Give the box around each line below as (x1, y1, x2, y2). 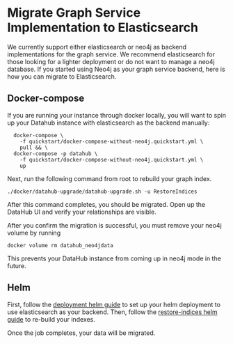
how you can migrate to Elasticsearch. (7, 72, 117, 81)
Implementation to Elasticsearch (7, 19, 198, 36)
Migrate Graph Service (7, 5, 141, 21)
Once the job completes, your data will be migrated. (7, 329, 156, 337)
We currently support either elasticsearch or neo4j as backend (7, 42, 186, 51)
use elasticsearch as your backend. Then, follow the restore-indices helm (7, 308, 218, 316)
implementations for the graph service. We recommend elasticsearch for (7, 50, 216, 58)
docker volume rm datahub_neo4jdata (7, 242, 113, 249)
